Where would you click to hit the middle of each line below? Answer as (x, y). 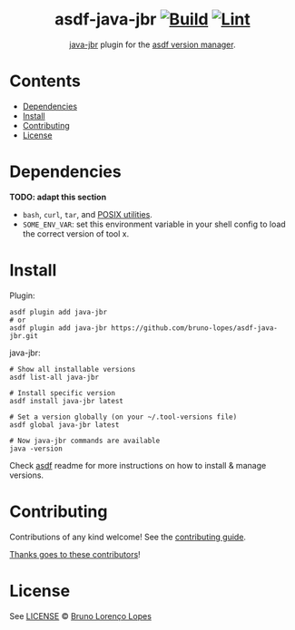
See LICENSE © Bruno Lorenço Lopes (81, 615)
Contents (45, 81)
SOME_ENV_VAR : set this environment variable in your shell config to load (154, 224)
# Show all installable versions (73, 369)
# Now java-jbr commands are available (85, 441)
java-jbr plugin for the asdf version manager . (152, 44)
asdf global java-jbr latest (64, 425)
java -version (36, 449)
